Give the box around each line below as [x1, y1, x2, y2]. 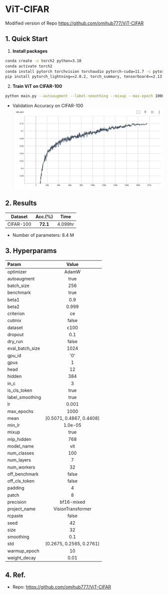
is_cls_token [7, 387, 32, 393]
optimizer [7, 268, 27, 274]
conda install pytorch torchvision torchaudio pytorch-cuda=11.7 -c [5, 69, 151, 74]
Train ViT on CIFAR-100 [12, 83, 62, 89]
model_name [7, 443, 34, 449]
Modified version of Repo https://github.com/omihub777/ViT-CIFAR [5, 20, 144, 26]
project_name [7, 506, 36, 512]
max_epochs [7, 408, 33, 414]
